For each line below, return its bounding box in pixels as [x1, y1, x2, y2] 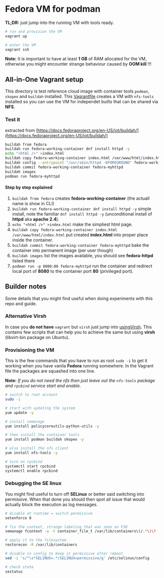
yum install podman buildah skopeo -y [5, 437, 84, 442]
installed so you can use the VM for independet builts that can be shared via [5, 99, 159, 105]
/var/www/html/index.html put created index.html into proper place [12, 232, 148, 238]
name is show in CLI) [12, 200, 55, 206]
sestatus [5, 569, 23, 574]
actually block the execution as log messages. [5, 501, 98, 507]
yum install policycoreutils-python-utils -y [5, 424, 99, 429]
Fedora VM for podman [5, 3, 101, 15]
